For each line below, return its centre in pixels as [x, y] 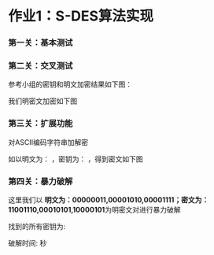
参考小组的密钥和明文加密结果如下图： [70, 84]
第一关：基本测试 [41, 42]
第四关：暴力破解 [41, 181]
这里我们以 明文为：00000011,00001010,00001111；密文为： [109, 200]
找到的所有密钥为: [37, 226]
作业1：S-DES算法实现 [81, 16]
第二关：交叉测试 [41, 66]
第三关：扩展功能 [41, 124]
